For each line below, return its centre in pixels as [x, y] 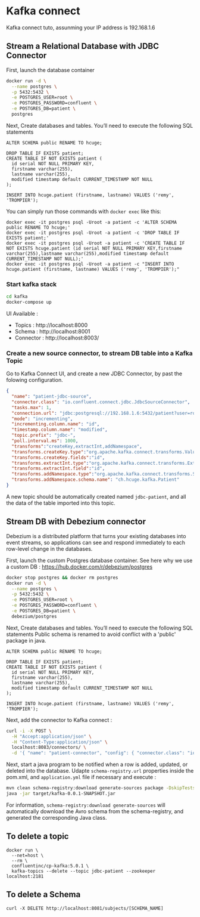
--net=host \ [28, 855]
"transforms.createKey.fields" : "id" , [58, 458]
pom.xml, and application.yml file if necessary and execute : [81, 777]
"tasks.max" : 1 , [32, 407]
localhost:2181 [25, 876]
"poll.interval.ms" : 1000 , [45, 441]
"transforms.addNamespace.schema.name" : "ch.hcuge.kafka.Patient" [96, 480]
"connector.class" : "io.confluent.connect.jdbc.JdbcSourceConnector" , [101, 402]
